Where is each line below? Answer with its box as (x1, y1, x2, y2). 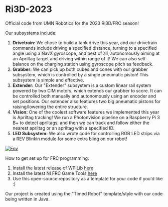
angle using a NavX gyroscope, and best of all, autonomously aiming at (12, 50, 160, 56)
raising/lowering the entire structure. (12, 103, 88, 110)
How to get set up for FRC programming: (5, 155, 89, 161)
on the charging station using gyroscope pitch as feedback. (30, 61, 153, 67)
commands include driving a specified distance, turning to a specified (12, 45, 157, 51)
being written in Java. (5, 196, 50, 202)
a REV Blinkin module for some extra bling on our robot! (12, 136, 127, 142)
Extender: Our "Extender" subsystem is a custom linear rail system (12, 82, 151, 88)
